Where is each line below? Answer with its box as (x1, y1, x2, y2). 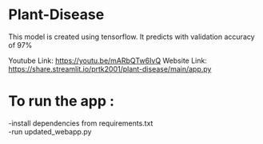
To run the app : (8, 92, 114, 111)
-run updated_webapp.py (8, 126, 92, 136)
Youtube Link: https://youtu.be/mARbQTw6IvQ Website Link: (8, 56, 208, 65)
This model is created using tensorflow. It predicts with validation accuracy (8, 32, 255, 41)
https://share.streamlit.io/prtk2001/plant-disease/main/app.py (8, 64, 212, 73)
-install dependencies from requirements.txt (8, 118, 153, 128)
